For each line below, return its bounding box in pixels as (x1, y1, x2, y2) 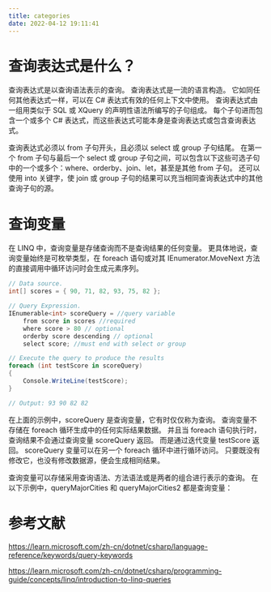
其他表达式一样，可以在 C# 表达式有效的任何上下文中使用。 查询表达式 (15, 95, 251, 105)
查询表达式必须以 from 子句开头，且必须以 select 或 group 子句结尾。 (8, 143, 239, 152)
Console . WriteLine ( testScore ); (23, 377, 129, 385)
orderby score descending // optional (23, 332, 154, 341)
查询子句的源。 (8, 183, 58, 193)
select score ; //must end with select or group (23, 340, 186, 348)
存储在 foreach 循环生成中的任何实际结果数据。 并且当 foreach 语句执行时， (8, 425, 261, 435)
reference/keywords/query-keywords (8, 550, 133, 560)
